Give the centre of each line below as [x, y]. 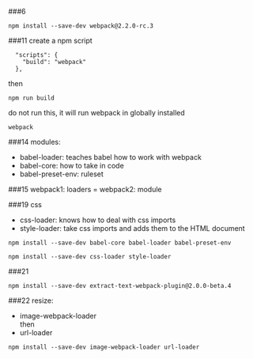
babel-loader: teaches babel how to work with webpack [110, 157]
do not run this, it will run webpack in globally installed [97, 113]
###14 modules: [34, 142]
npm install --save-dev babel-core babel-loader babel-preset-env [120, 243]
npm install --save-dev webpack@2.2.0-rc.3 [81, 26]
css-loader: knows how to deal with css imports [98, 220]
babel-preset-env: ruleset [62, 174]
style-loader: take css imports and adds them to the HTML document [132, 228]
